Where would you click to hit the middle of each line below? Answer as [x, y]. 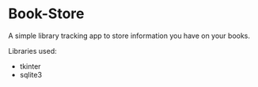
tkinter [30, 66]
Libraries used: [32, 51]
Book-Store [46, 14]
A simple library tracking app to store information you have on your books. [129, 36]
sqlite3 [30, 74]
